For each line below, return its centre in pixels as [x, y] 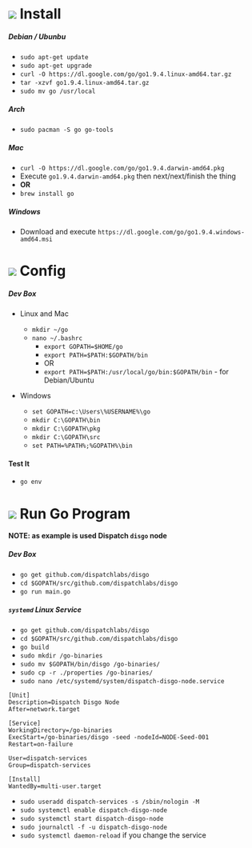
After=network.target [44, 710]
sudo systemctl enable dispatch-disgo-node [94, 810]
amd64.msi [36, 240]
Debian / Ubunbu [37, 36]
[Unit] [19, 696]
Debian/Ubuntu [69, 380]
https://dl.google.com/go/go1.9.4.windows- [171, 233]
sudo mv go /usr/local [58, 92]
